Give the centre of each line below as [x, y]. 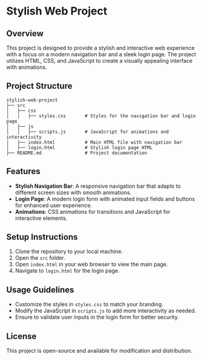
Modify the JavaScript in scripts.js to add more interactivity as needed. [106, 311]
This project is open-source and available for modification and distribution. [99, 351]
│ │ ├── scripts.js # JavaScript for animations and [88, 132]
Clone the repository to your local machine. [69, 251]
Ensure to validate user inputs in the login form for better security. [97, 317]
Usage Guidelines [40, 290]
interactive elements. [41, 218]
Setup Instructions [42, 237]
